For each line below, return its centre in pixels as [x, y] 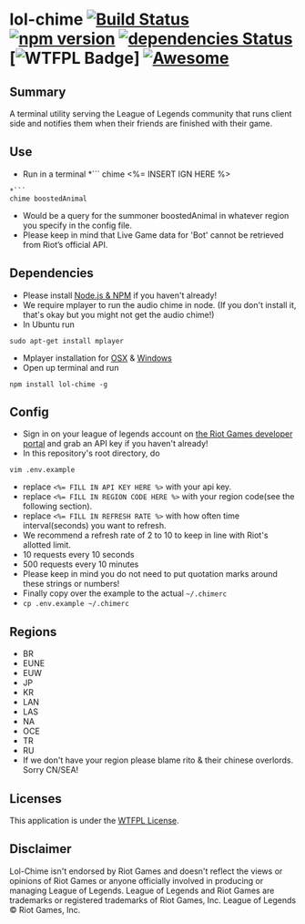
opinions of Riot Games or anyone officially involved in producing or [137, 880]
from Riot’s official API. [65, 244]
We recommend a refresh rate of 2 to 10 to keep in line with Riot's [145, 535]
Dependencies [51, 273]
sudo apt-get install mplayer [67, 341]
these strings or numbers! [71, 584]
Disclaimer [41, 849]
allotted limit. [46, 545]
